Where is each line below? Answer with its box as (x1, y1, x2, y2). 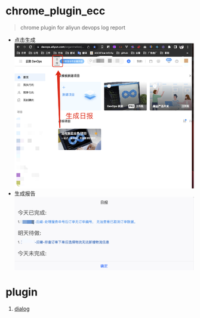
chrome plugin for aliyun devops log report (20, 24, 126, 31)
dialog (14, 305, 30, 313)
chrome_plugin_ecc (5, 4, 106, 18)
